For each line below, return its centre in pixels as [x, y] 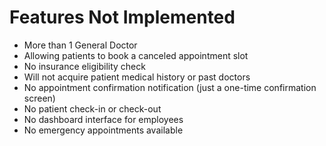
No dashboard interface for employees [103, 119]
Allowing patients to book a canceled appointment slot [136, 55]
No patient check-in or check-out [92, 108]
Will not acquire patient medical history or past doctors [137, 77]
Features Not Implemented [122, 17]
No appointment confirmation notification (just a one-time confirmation [170, 87]
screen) [39, 98]
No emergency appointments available [103, 130]
